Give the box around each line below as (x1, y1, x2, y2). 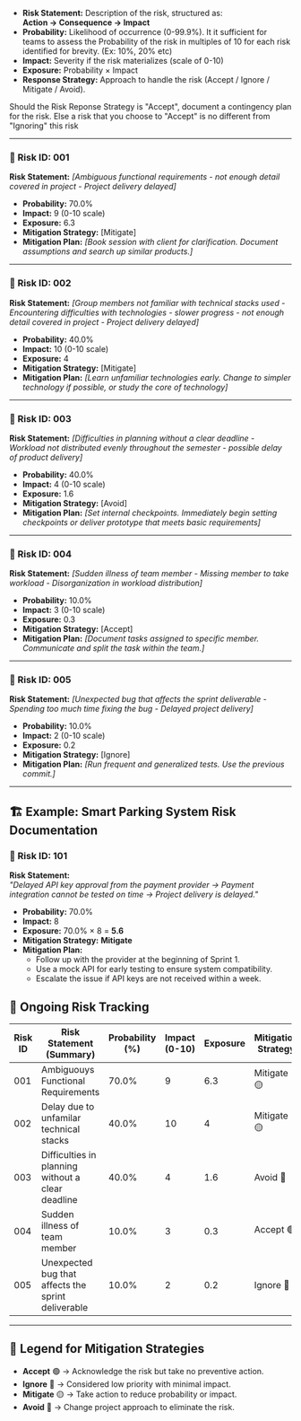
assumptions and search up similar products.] (21, 246, 193, 257)
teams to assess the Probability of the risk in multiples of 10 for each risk (21, 36, 291, 47)
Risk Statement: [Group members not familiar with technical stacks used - (9, 297, 286, 308)
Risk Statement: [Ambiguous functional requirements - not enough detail (9, 171, 280, 182)
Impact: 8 (21, 916, 60, 927)
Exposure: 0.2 (21, 740, 76, 750)
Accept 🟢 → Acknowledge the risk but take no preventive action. (21, 1365, 264, 1376)
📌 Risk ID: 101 (9, 849, 68, 862)
